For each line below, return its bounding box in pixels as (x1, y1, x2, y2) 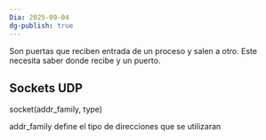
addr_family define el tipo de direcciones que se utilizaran (9, 121, 222, 132)
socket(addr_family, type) (9, 104, 103, 115)
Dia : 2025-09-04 (9, 12, 69, 22)
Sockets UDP (9, 81, 83, 96)
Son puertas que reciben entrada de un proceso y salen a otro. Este (9, 45, 258, 56)
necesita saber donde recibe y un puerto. (9, 55, 161, 66)
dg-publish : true (9, 21, 74, 30)
